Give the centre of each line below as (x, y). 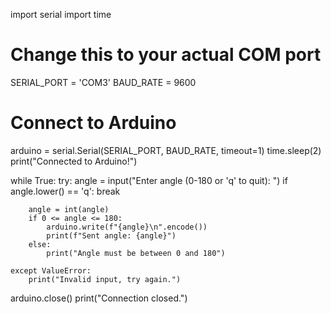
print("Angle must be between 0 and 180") (136, 253)
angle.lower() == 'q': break (65, 191)
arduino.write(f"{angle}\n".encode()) (127, 227)
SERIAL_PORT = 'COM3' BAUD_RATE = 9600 (103, 82)
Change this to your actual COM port (166, 55)
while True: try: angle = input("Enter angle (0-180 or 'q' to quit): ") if (149, 180)
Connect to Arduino (93, 123)
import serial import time (61, 14)
